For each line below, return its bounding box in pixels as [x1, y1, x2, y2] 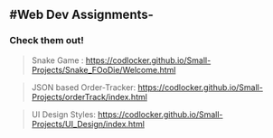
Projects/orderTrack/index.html [31, 91, 147, 102]
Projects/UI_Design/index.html [31, 118, 145, 129]
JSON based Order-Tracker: [31, 81, 136, 93]
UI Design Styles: [31, 108, 97, 120]
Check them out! [9, 34, 84, 47]
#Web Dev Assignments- [9, 7, 154, 23]
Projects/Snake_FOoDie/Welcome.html [31, 64, 176, 75]
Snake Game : [31, 54, 84, 66]
